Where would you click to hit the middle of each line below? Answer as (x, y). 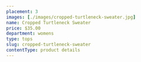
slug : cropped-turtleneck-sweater (49, 45)
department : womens (30, 34)
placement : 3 (22, 12)
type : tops (19, 39)
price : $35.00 (24, 28)
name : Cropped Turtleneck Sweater (49, 22)
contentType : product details (43, 50)
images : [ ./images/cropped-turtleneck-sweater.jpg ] (71, 17)
